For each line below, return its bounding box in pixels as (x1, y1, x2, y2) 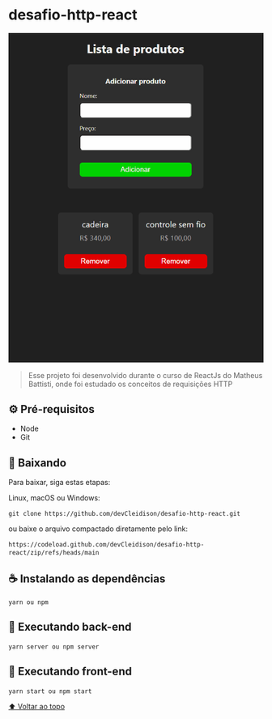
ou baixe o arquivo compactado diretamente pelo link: (8, 524, 189, 534)
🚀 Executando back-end (8, 620, 132, 634)
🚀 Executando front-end (8, 665, 132, 679)
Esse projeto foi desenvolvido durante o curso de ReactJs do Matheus (28, 370, 263, 380)
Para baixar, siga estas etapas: (8, 478, 111, 487)
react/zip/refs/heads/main (8, 549, 100, 557)
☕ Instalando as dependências (8, 572, 166, 585)
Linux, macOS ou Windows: (8, 493, 100, 503)
